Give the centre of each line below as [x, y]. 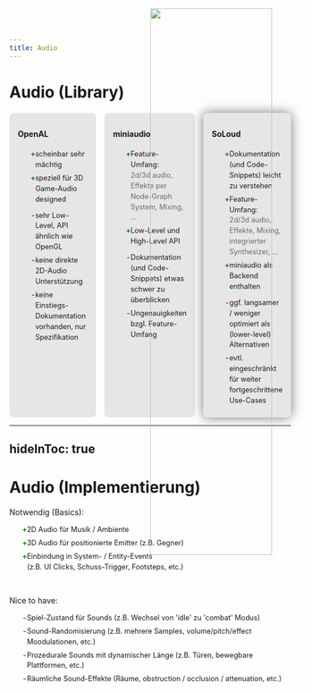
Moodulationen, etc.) [61, 641]
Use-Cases [248, 400]
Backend [244, 276]
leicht [272, 175]
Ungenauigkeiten [159, 313]
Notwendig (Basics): [47, 512]
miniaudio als [251, 265]
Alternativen [249, 345]
